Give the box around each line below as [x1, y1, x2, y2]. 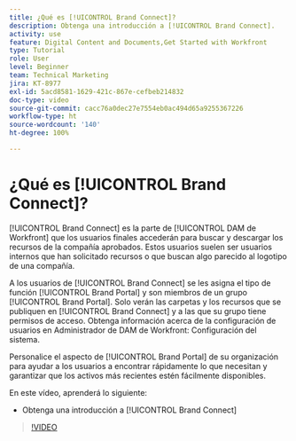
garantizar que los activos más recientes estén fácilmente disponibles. [9, 370, 266, 381]
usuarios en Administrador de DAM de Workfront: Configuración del [9, 325, 257, 335]
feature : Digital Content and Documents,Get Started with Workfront [9, 37, 268, 47]
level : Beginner [9, 63, 69, 72]
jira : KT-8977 [9, 79, 62, 88]
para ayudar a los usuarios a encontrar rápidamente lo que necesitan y [9, 360, 268, 371]
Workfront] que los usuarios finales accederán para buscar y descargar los [9, 232, 284, 242]
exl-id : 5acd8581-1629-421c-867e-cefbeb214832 [9, 87, 184, 96]
